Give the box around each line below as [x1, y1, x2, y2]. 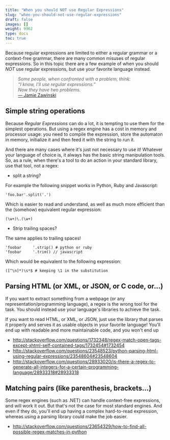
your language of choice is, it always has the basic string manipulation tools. [5, 152, 165, 158]
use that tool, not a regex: [5, 162, 59, 168]
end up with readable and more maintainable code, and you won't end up [5, 327, 159, 333]
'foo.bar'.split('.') [5, 192, 51, 197]
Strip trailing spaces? [12, 225, 58, 231]
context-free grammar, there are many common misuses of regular [5, 55, 146, 61]
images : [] [5, 21, 29, 27]
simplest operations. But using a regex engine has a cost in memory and [5, 126, 157, 132]
